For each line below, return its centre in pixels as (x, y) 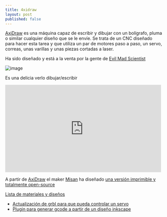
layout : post (19, 14)
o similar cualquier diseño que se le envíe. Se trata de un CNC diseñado (79, 38)
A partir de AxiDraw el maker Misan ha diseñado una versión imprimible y (81, 179)
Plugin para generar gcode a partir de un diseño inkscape (72, 209)
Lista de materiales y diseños (35, 194)
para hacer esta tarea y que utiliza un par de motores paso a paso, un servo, (84, 44)
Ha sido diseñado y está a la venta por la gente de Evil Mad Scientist (76, 59)
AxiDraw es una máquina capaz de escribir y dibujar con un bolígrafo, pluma (84, 33)
